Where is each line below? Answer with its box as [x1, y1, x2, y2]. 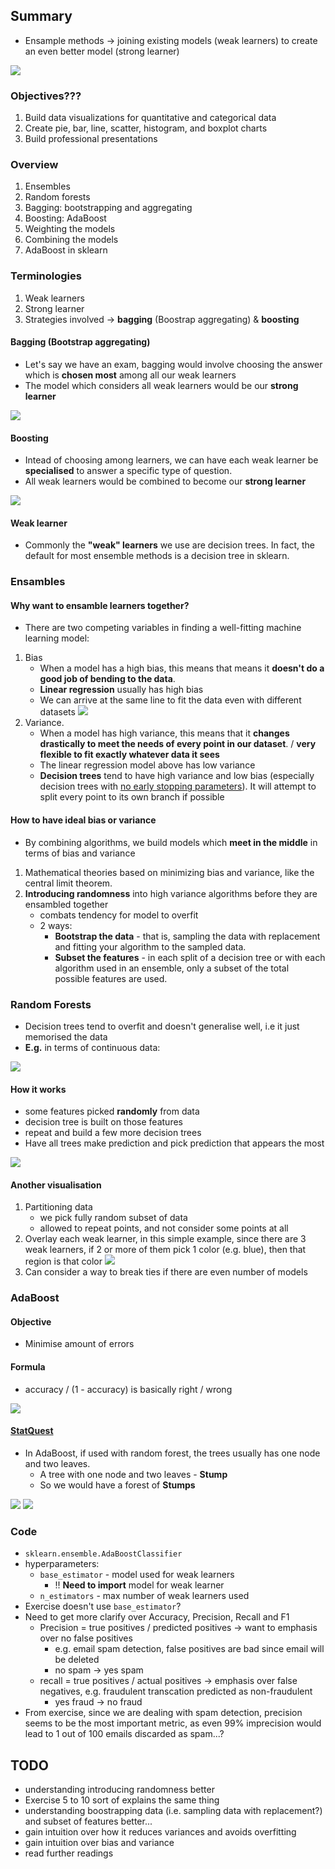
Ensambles [10, 575, 66, 589]
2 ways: [39, 919, 73, 931]
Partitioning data [24, 1201, 93, 1213]
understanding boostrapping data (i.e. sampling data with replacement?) [24, 1804, 323, 1816]
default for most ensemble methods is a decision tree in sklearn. [24, 550, 290, 562]
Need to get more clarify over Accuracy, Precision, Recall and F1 [24, 1611, 290, 1623]
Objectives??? [10, 89, 82, 103]
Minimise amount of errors [24, 1338, 135, 1350]
